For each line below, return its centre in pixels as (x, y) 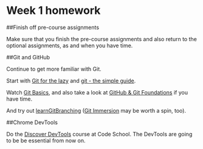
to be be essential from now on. (46, 141)
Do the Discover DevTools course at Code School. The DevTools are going (99, 134)
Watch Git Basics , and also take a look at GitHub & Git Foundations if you (97, 92)
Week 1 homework (53, 11)
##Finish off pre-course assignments (53, 27)
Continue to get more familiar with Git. (54, 69)
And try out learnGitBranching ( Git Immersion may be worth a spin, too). (96, 110)
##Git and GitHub (28, 57)
